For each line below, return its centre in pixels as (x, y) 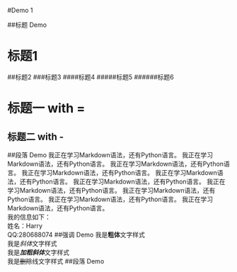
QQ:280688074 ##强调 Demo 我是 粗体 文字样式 (76, 234)
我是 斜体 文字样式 (32, 243)
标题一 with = (46, 108)
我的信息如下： (29, 217)
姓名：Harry (25, 225)
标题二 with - (36, 136)
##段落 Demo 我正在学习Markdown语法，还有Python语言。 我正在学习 (110, 154)
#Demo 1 (20, 10)
